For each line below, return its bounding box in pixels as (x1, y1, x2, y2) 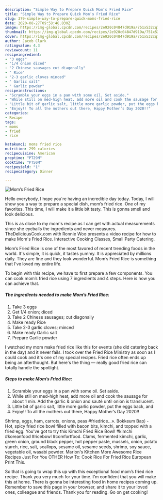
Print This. (5, 459, 26, 465)
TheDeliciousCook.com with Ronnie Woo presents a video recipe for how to (5, 231, 156, 237)
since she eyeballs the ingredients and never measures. (5, 226, 116, 232)
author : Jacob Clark (5, 39, 47, 44)
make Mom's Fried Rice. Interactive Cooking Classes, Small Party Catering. (5, 236, 155, 242)
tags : (5, 120, 16, 125)
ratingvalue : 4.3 (5, 43, 40, 48)
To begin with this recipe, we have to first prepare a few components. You (5, 270, 153, 276)
